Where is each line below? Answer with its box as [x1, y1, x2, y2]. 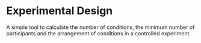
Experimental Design [6, 4, 113, 18]
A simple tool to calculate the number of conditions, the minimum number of [6, 24, 195, 31]
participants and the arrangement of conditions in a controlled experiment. [6, 29, 191, 37]
